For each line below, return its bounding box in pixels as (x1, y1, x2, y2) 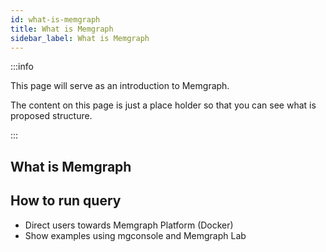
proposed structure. (10, 110, 93, 122)
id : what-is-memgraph (10, 14, 101, 25)
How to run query (10, 192, 122, 210)
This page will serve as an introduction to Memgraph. (10, 80, 230, 92)
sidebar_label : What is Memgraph (10, 33, 150, 43)
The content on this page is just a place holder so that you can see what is (10, 99, 317, 111)
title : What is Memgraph (10, 24, 114, 34)
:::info (10, 61, 34, 73)
